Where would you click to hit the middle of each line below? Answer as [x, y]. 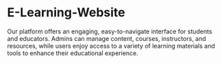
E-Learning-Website [66, 13]
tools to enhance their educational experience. [73, 53]
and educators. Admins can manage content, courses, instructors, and [107, 38]
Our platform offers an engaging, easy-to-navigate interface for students [110, 31]
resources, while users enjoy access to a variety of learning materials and [111, 46]
